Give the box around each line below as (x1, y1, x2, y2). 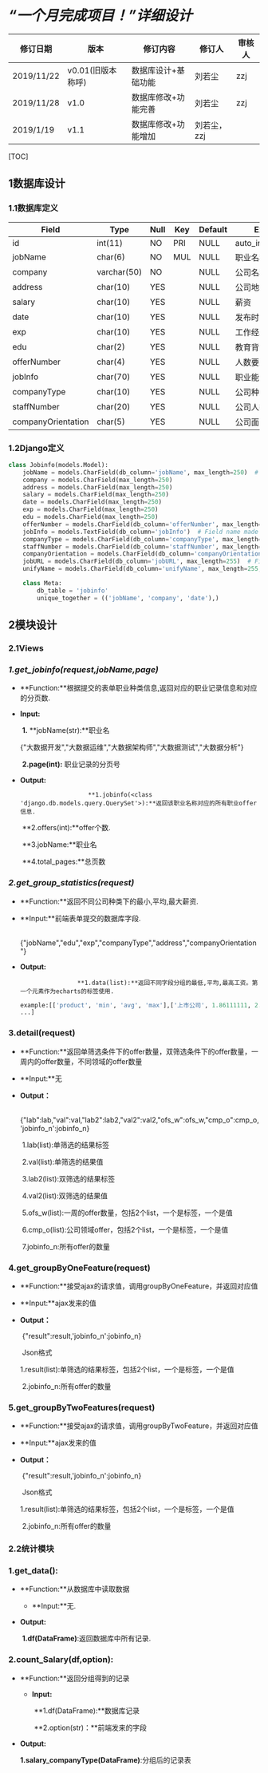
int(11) (97, 237, 124, 248)
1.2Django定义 (8, 442, 65, 453)
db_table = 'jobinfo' (37, 587, 109, 595)
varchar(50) (97, 266, 142, 277)
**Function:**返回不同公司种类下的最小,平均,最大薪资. (19, 896, 199, 906)
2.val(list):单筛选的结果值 (22, 1157, 104, 1166)
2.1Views (8, 643, 44, 654)
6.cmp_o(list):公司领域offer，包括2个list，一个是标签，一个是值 (22, 1225, 229, 1234)
